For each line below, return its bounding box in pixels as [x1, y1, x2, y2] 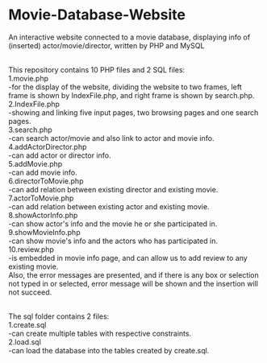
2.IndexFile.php [8, 99, 60, 109]
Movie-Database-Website [8, 6, 186, 24]
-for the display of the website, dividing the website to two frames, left [8, 82, 242, 92]
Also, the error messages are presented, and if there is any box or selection [8, 270, 260, 279]
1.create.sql [8, 320, 47, 329]
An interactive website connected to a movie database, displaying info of [8, 32, 251, 42]
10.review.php [8, 244, 55, 254]
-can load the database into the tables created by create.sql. [8, 345, 210, 355]
